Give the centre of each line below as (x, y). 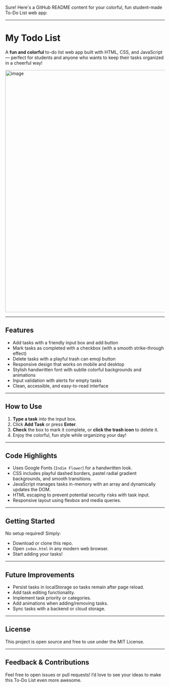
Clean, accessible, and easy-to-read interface (60, 385)
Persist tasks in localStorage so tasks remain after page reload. (78, 587)
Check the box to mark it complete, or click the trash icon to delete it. (86, 430)
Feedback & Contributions (47, 662)
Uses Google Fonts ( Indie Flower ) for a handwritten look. (72, 468)
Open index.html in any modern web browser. (60, 549)
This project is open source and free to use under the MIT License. (75, 641)
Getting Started (30, 521)
